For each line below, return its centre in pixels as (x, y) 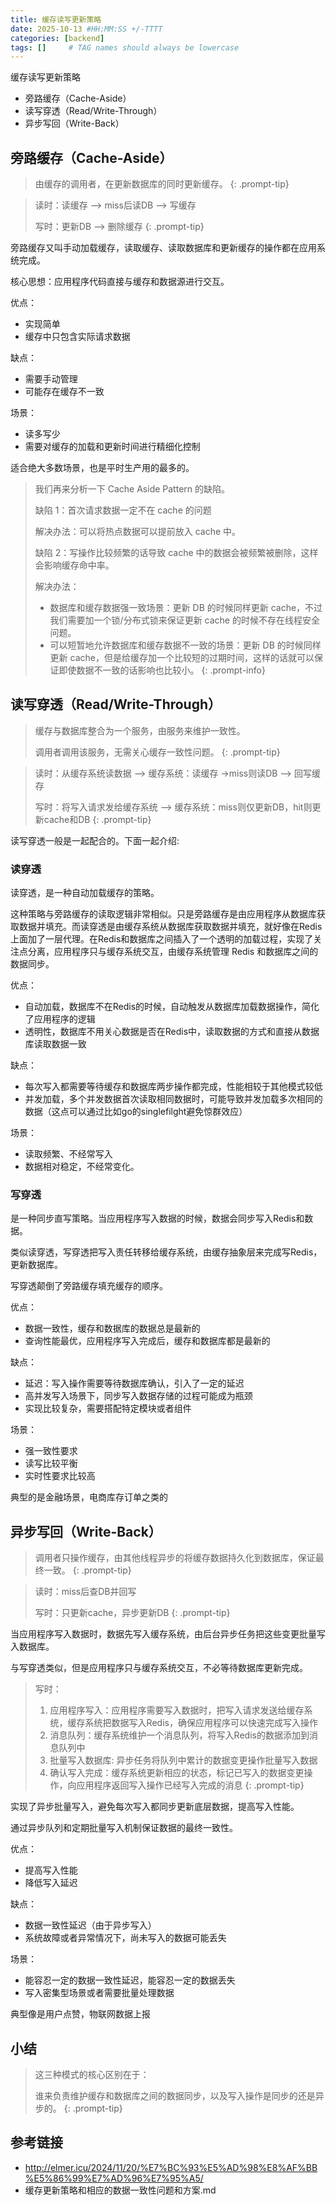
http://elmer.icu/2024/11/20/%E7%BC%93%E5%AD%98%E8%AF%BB (171, 2167)
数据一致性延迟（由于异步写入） (90, 1925)
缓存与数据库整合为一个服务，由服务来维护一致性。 (140, 730)
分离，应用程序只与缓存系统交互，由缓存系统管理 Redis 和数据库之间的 (173, 952)
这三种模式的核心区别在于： (92, 2075)
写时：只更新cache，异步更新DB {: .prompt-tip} (132, 1613)
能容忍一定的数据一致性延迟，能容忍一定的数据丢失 (130, 1980)
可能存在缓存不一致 (64, 392)
